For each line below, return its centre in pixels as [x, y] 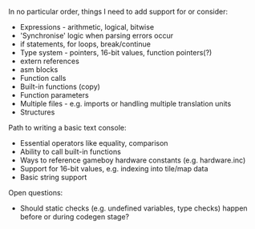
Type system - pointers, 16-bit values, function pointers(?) [116, 52]
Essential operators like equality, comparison [94, 143]
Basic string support [53, 177]
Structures [37, 112]
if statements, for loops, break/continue [85, 44]
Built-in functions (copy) [60, 86]
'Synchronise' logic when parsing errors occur [97, 36]
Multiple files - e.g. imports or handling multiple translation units [125, 104]
